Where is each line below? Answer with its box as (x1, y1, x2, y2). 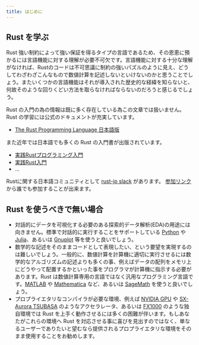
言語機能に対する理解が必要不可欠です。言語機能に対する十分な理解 (26, 56, 193, 64)
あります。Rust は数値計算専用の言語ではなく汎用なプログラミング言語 (14, 273, 188, 280)
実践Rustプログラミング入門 (14, 151, 84, 159)
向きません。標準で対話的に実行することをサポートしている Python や (14, 229, 186, 236)
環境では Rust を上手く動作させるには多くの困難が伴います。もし (20, 310, 179, 318)
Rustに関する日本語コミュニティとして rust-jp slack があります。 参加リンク (6, 178, 192, 185)
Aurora (14, 303, 32, 310)
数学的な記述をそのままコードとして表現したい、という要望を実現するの (14, 243, 192, 251)
